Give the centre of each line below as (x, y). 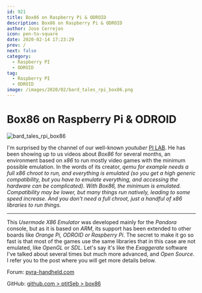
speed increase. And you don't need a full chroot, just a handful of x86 (94, 198)
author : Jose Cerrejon (35, 28)
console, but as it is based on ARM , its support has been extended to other (99, 228)
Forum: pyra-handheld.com (40, 272)
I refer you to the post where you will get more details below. (82, 260)
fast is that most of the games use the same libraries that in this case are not (101, 241)
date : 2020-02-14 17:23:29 (40, 40)
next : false (22, 51)
